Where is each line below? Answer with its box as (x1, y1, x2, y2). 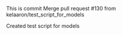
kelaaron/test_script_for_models (6, 11, 85, 18)
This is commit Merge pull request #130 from (6, 5, 116, 12)
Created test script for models (6, 23, 80, 29)
